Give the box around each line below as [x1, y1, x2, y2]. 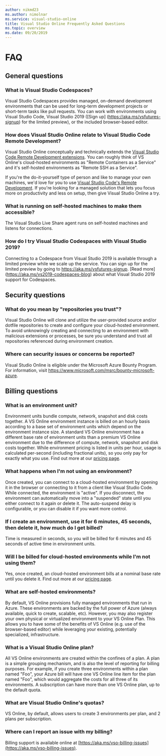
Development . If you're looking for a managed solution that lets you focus [5, 185, 155, 191]
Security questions [5, 291, 65, 299]
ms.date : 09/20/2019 [5, 30, 48, 35]
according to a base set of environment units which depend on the [5, 424, 141, 430]
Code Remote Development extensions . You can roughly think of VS [5, 154, 144, 160]
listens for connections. [5, 225, 53, 231]
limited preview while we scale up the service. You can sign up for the [5, 261, 148, 267]
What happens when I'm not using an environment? [5, 468, 132, 475]
